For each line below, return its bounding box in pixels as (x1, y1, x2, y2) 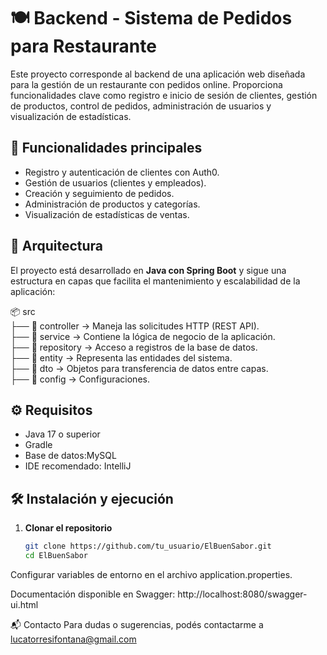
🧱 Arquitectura (10, 238, 104, 255)
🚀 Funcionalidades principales (10, 140, 203, 157)
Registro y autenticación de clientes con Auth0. (24, 166, 220, 178)
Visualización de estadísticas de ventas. (24, 208, 190, 220)
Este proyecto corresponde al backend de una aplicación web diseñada (10, 68, 306, 80)
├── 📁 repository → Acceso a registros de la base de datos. (10, 341, 258, 353)
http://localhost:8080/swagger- (177, 588, 308, 600)
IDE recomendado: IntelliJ (24, 460, 132, 472)
